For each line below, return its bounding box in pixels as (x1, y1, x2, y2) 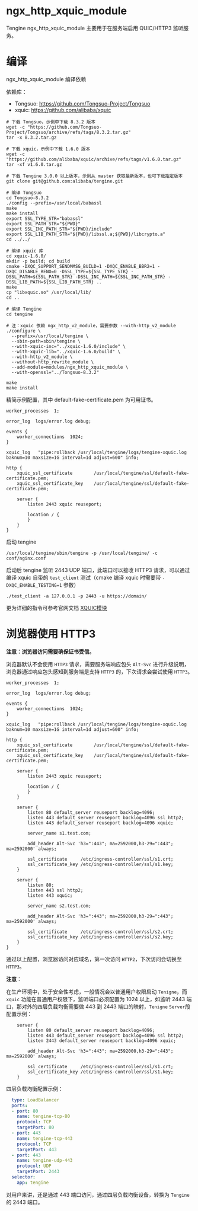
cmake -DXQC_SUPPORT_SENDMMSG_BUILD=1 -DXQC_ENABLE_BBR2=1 (6, 263, 155, 269)
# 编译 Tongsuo (6, 190, 42, 196)
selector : (11, 1174, 36, 1180)
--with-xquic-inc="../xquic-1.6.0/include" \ (11, 343, 126, 349)
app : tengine (17, 1180, 49, 1186)
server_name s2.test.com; (27, 903, 92, 909)
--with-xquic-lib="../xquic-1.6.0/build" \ (11, 349, 120, 354)
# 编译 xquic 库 (6, 248, 44, 254)
